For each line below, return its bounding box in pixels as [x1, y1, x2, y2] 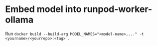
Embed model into [5, 3, 82, 15]
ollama [5, 14, 34, 25]
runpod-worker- [83, 3, 153, 15]
